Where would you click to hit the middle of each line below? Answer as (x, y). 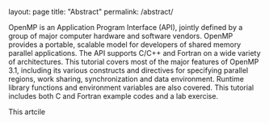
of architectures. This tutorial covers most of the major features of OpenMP (134, 61)
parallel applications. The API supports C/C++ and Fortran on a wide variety (134, 53)
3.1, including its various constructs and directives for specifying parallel (128, 70)
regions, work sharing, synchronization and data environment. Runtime (126, 79)
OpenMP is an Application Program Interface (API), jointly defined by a (126, 27)
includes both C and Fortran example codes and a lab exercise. (113, 96)
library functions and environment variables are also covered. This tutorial (131, 87)
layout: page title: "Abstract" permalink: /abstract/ (91, 12)
